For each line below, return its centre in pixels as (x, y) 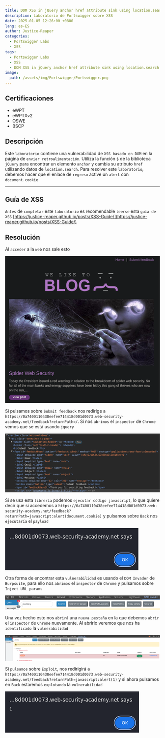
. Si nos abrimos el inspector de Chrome (117, 421)
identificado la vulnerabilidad (37, 628)
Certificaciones (29, 98)
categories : (17, 36)
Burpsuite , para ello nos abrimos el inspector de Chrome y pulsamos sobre (79, 583)
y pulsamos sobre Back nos (130, 516)
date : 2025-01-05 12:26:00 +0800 (39, 21)
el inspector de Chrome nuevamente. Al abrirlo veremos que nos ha (72, 623)
